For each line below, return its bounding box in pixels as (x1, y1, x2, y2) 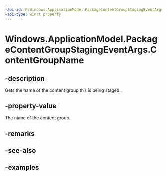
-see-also (5, 146, 36, 155)
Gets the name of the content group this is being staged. (5, 88, 121, 93)
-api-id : (5, 7, 23, 12)
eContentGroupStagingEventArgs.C (5, 44, 157, 55)
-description (5, 74, 45, 83)
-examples (5, 163, 39, 172)
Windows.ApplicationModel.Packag (5, 33, 158, 45)
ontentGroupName (5, 54, 84, 66)
